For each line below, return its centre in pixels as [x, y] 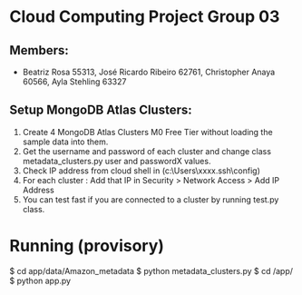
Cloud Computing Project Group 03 [145, 17]
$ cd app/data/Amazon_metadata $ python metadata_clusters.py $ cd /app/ [151, 270]
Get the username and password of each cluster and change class [147, 151]
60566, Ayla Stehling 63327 [74, 82]
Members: [39, 50]
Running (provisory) [87, 246]
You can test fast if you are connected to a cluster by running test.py [151, 199]
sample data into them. [65, 142]
